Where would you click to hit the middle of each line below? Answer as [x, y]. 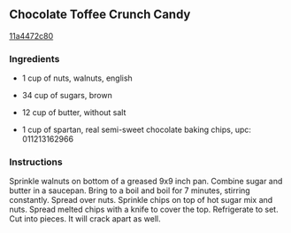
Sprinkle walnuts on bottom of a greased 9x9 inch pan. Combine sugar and [146, 182]
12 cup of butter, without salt [74, 113]
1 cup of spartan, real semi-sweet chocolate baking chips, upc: [137, 130]
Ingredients [34, 58]
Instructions [36, 162]
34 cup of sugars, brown [67, 96]
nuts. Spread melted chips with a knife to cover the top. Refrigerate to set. [144, 210]
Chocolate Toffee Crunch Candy [100, 15]
